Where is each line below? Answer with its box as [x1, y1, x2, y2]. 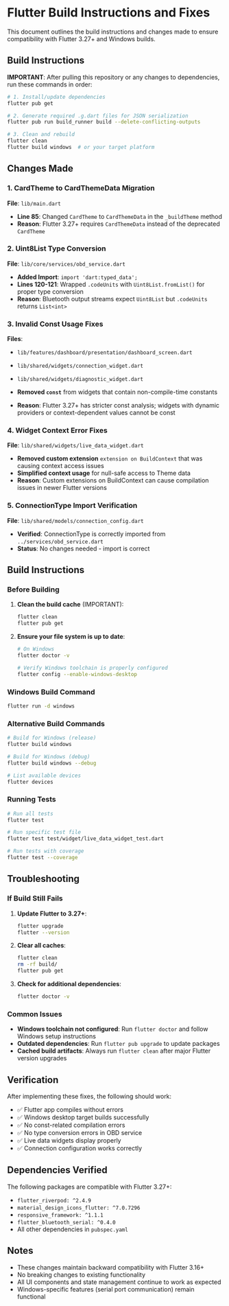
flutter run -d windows [7, 702, 75, 710]
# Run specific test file [7, 829, 81, 836]
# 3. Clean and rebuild [7, 131, 75, 138]
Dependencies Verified [7, 1165, 108, 1176]
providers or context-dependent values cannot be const [16, 408, 176, 417]
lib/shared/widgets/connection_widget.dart [16, 362, 144, 370]
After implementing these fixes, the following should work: [7, 1093, 172, 1100]
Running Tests [7, 795, 56, 804]
